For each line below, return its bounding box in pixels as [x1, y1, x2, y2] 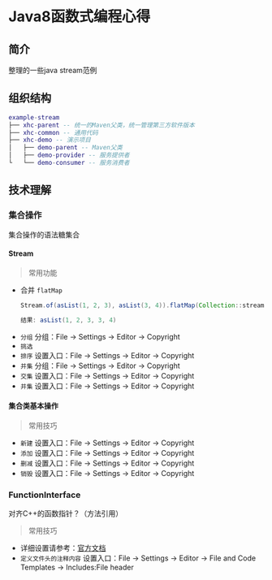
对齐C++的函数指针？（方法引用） [8, 509, 123, 518]
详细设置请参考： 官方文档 [19, 543, 106, 553]
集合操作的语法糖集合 [8, 229, 80, 240]
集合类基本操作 [8, 401, 58, 411]
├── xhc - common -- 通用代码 [8, 128, 99, 136]
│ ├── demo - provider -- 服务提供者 [8, 151, 130, 159]
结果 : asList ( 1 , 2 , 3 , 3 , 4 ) [19, 316, 117, 324]
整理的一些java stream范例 [8, 66, 97, 75]
